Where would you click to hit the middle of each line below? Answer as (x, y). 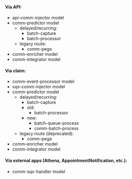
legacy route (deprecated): (47, 134)
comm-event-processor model (43, 81)
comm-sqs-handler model (39, 171)
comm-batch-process (56, 128)
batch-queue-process (56, 123)
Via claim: (15, 71)
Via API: (13, 7)
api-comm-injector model (38, 18)
